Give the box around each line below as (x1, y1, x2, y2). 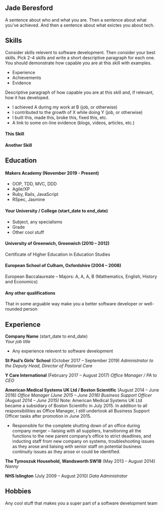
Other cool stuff (12, 229, 44, 235)
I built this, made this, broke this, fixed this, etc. (12, 114, 108, 120)
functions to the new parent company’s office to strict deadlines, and (12, 433, 151, 439)
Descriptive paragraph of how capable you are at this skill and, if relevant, (5, 89, 154, 95)
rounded (5, 306, 23, 312)
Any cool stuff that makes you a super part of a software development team (5, 500, 158, 506)
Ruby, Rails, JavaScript (12, 191, 59, 197)
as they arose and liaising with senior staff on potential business (12, 444, 142, 450)
